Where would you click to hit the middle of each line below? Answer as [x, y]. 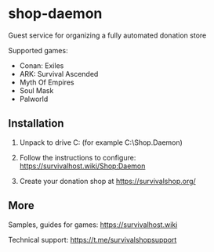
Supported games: [38, 50]
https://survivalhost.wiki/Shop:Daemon [82, 166]
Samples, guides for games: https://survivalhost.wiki [93, 225]
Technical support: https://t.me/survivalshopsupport [92, 239]
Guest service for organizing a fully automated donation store [107, 35]
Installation [36, 123]
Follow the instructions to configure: [78, 157]
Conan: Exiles [42, 65]
